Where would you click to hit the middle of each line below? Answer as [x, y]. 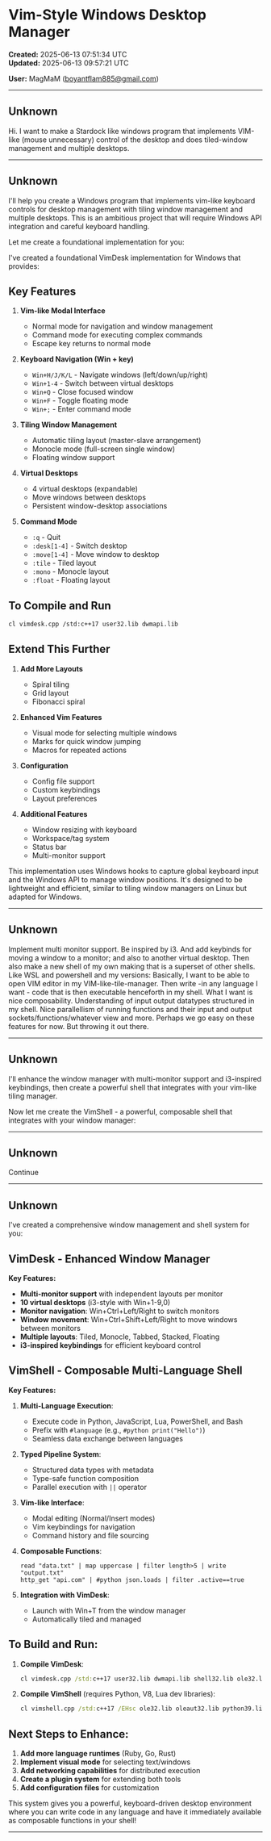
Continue [23, 1173]
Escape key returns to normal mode [92, 344]
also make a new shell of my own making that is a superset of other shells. [132, 966]
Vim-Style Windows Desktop [108, 15]
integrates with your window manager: [72, 1120]
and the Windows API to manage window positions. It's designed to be [126, 879]
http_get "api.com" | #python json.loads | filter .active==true [132, 1579]
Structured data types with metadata [93, 1470]
